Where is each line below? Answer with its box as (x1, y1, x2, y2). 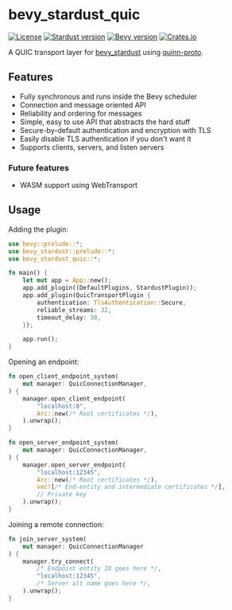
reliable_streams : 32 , (37, 306, 112, 314)
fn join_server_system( (8, 535, 87, 543)
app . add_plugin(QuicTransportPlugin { (22, 291, 151, 299)
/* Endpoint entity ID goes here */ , (37, 565, 161, 573)
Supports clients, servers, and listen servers (19, 142, 164, 152)
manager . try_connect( (22, 557, 94, 565)
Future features (8, 162, 70, 173)
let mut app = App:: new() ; (22, 276, 112, 284)
